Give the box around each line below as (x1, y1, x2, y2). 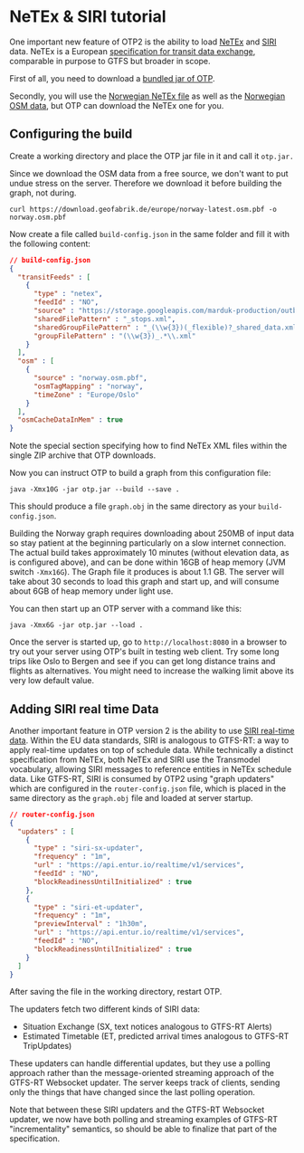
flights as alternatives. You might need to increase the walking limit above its (9, 665, 294, 676)
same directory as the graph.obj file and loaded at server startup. (9, 792, 253, 803)
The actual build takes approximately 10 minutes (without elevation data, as (9, 548, 290, 558)
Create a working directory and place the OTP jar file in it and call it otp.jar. (9, 150, 294, 161)
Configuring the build (9, 127, 133, 142)
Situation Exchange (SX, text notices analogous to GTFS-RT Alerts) (22, 1021, 273, 1033)
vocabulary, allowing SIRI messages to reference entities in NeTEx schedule (9, 763, 292, 775)
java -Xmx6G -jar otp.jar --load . (9, 621, 144, 630)
